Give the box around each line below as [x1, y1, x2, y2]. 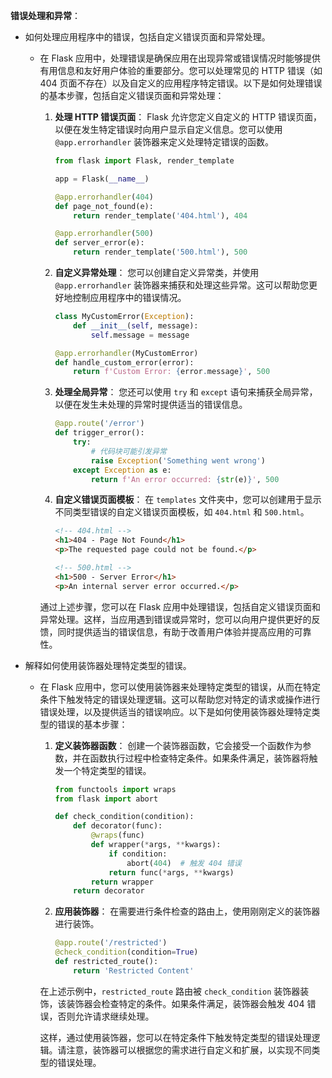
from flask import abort [54, 794, 159, 804]
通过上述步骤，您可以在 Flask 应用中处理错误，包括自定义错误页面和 [39, 600, 322, 613]
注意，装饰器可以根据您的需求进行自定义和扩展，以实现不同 [66, 1044, 312, 1056]
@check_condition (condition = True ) [54, 947, 199, 958]
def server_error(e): [54, 238, 145, 248]
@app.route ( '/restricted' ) [54, 938, 168, 948]
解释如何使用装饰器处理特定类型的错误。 [24, 659, 192, 671]
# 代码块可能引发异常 [90, 446, 168, 456]
